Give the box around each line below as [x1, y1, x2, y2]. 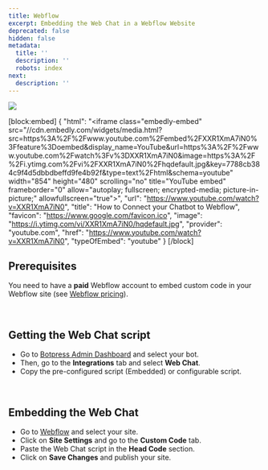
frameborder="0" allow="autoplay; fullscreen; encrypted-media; [8, 184, 222, 194]
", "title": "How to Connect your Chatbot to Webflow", [63, 202, 241, 212]
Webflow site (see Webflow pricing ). [8, 289, 128, 299]
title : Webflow [8, 11, 59, 20]
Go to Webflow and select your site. [19, 427, 139, 436]
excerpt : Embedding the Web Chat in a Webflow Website [8, 19, 196, 27]
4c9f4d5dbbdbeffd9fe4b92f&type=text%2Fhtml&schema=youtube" [8, 167, 234, 177]
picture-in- [223, 184, 259, 194]
